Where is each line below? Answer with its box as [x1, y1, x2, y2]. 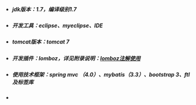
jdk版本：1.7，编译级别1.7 [11, 5, 77, 13]
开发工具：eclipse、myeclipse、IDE [11, 22, 103, 29]
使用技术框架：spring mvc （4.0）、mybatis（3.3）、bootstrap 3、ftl [11, 71, 190, 78]
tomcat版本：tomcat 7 [11, 38, 70, 45]
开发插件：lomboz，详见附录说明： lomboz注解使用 [11, 54, 141, 62]
